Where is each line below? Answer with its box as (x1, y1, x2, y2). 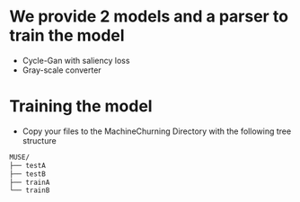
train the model (9, 25, 125, 46)
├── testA (9, 161, 47, 170)
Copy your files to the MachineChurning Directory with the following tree (22, 126, 292, 136)
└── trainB (9, 186, 50, 195)
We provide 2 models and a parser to (9, 6, 289, 27)
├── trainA (9, 178, 50, 187)
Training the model (9, 96, 153, 117)
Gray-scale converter (22, 65, 101, 75)
